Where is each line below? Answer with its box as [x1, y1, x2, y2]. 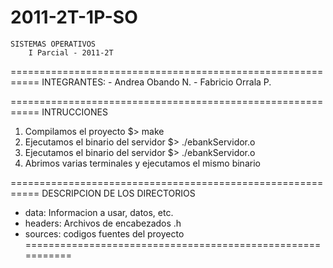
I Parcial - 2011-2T [28, 47, 114, 58]
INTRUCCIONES [41, 106, 108, 118]
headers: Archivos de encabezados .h [24, 217, 182, 229]
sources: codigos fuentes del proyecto [24, 227, 185, 240]
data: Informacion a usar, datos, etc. [24, 206, 174, 218]
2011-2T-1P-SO [10, 6, 138, 29]
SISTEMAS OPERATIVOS [10, 39, 97, 49]
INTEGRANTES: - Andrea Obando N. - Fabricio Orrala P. [41, 76, 272, 88]
